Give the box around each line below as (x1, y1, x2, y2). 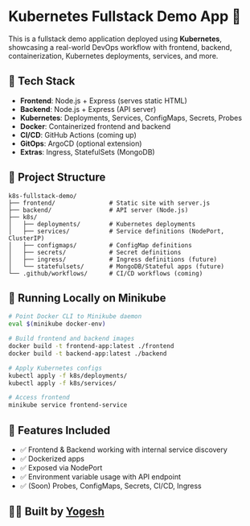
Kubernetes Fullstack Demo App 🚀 (8, 7, 241, 26)
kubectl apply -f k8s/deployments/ (8, 371, 128, 379)
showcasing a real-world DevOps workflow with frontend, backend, (8, 42, 232, 52)
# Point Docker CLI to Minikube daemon (8, 313, 142, 321)
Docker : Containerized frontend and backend (19, 121, 171, 131)
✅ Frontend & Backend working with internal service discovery (19, 445, 227, 454)
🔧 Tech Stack (8, 74, 76, 88)
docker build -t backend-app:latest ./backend (8, 350, 167, 358)
